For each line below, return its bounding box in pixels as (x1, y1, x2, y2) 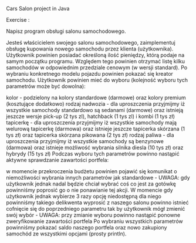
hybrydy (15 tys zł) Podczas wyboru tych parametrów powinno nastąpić (6, 150, 180, 157)
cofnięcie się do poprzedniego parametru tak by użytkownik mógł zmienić (6, 205, 185, 212)
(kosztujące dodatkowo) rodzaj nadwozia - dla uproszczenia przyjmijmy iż (6, 100, 185, 107)
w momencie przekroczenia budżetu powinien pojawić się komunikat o (6, 168, 177, 175)
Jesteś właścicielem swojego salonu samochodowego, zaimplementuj (6, 39, 176, 46)
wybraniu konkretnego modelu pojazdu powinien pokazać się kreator (6, 70, 173, 77)
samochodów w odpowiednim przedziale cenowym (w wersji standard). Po (6, 64, 188, 71)
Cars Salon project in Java (6, 5, 70, 12)
